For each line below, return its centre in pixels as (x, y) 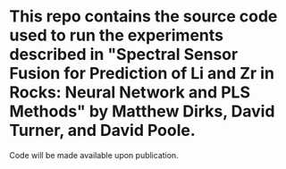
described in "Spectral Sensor (124, 55)
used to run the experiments (117, 35)
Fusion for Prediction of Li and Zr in (142, 74)
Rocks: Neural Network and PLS (130, 93)
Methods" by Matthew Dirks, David (142, 111)
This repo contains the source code (143, 17)
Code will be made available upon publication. (94, 155)
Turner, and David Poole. (103, 131)
